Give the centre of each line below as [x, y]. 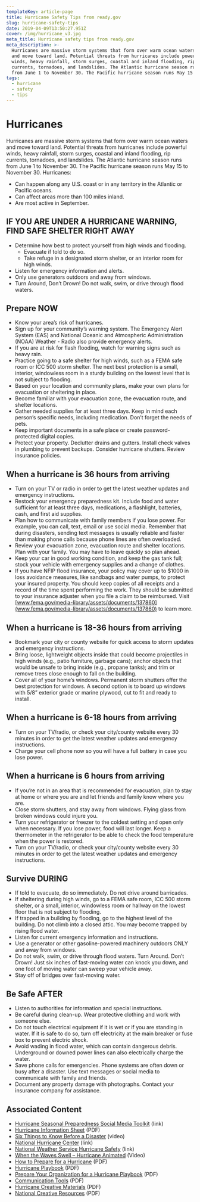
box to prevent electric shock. [51, 1040]
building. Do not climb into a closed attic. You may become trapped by [101, 924]
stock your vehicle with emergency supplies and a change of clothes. [100, 565]
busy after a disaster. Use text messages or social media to [87, 1072]
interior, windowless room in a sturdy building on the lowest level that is [102, 373]
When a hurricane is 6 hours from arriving [85, 776]
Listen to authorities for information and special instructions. [88, 1008]
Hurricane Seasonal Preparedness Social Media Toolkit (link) [89, 1124]
